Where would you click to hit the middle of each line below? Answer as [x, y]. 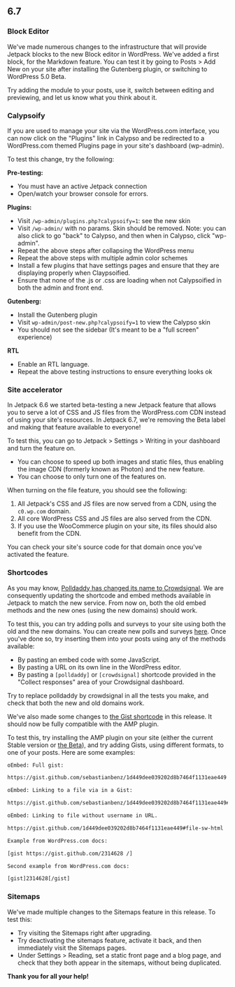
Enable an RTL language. [53, 364]
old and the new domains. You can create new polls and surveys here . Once [117, 631]
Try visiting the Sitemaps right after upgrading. [85, 932]
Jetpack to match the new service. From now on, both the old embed [107, 603]
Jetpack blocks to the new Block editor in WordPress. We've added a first [113, 54]
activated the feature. [38, 555]
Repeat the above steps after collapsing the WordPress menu [106, 250]
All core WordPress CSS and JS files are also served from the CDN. [114, 519]
